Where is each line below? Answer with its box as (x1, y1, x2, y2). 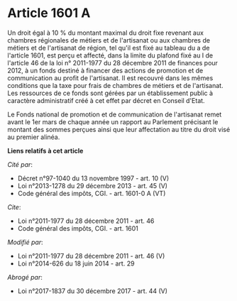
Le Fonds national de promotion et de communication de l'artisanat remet (7, 110, 222, 119)
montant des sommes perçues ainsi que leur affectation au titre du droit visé (7, 125, 231, 133)
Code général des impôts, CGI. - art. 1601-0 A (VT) (17, 189, 166, 197)
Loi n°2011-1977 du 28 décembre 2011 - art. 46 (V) (17, 251, 165, 260)
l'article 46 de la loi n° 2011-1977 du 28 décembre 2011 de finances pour (7, 58, 219, 67)
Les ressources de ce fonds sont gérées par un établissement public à (7, 89, 214, 97)
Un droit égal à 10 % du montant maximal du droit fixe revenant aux (7, 28, 204, 37)
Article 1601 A (7, 5, 91, 21)
